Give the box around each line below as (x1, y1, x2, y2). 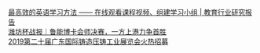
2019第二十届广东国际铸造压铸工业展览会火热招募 (8, 37, 169, 46)
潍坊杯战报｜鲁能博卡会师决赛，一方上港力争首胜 (8, 27, 167, 36)
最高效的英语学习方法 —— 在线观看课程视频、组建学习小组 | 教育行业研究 (8, 8, 246, 16)
